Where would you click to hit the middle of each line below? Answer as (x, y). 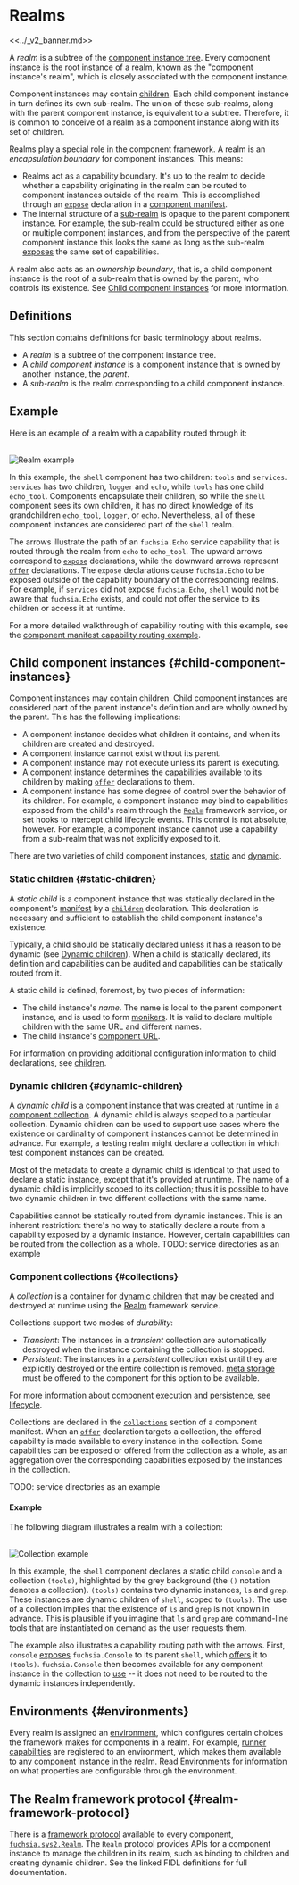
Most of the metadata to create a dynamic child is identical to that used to (145, 1169)
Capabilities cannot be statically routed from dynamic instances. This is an (146, 1216)
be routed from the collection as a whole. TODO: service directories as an (144, 1244)
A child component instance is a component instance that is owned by (151, 364)
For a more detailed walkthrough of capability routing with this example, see (149, 625)
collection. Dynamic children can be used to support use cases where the (145, 1124)
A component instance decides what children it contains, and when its (151, 735)
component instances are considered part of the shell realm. (122, 524)
